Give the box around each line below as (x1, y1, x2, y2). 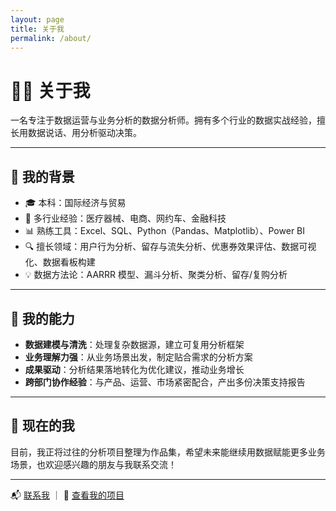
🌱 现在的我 (10, 417, 75, 435)
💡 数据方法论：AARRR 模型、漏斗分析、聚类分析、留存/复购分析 (24, 269, 288, 281)
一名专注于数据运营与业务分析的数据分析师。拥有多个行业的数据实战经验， (10, 114, 317, 126)
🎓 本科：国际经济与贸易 (24, 197, 127, 209)
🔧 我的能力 (10, 310, 75, 327)
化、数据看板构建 (24, 256, 96, 268)
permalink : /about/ (10, 33, 92, 43)
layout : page (10, 14, 65, 25)
